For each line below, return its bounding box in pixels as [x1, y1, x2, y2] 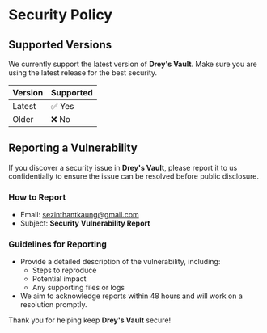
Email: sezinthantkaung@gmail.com [19, 210, 139, 220]
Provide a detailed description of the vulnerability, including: [19, 257, 221, 267]
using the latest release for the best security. [8, 68, 158, 78]
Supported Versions [8, 38, 112, 52]
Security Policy [8, 6, 113, 24]
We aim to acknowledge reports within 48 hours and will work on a [19, 291, 243, 301]
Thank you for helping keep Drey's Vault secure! [8, 315, 172, 325]
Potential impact [32, 274, 87, 284]
